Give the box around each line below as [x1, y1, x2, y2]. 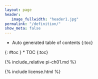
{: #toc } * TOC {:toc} [4, 49, 48, 55]
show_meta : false [4, 26, 41, 31]
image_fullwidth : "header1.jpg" [11, 16, 79, 21]
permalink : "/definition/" [4, 21, 61, 26]
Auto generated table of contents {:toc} [11, 39, 93, 45]
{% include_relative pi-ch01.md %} [4, 59, 76, 65]
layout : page [4, 7, 32, 12]
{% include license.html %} [4, 68, 61, 75]
